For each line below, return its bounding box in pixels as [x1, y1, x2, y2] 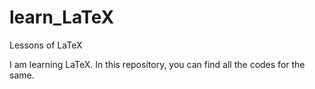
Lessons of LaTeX [9, 39, 83, 51]
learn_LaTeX [9, 6, 115, 29]
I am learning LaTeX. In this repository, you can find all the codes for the [9, 58, 306, 70]
